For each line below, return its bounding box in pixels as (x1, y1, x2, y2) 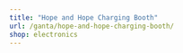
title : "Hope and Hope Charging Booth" (9, 13, 159, 22)
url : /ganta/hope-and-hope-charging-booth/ (9, 22, 175, 31)
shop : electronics (9, 30, 78, 39)
